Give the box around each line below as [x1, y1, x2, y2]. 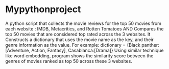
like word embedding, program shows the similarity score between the [5, 52, 154, 59]
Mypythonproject [5, 4, 81, 15]
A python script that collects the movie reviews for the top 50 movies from [5, 20, 162, 26]
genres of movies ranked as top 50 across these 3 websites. [5, 58, 133, 64]
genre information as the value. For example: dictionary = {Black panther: [5, 42, 159, 48]
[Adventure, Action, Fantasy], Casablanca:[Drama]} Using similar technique [5, 47, 164, 53]
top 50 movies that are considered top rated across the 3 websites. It [5, 31, 151, 37]
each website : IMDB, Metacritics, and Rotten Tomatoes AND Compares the [5, 25, 164, 31]
